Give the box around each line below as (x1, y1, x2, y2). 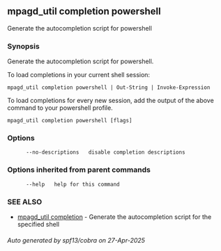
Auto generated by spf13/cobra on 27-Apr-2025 (7, 236, 145, 244)
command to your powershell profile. (7, 104, 113, 112)
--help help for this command (25, 181, 120, 188)
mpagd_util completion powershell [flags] (7, 118, 132, 124)
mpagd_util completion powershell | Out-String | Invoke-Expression (7, 84, 211, 91)
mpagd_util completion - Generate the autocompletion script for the (17, 213, 212, 221)
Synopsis (7, 41, 40, 51)
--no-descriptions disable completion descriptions (25, 149, 186, 156)
